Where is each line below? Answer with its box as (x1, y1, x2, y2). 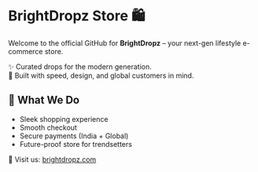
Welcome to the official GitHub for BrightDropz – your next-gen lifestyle (8, 38, 241, 48)
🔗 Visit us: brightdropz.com (8, 155, 97, 164)
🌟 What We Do (8, 93, 80, 107)
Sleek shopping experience (19, 114, 109, 123)
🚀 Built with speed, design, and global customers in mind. (8, 71, 194, 80)
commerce (8, 46, 43, 56)
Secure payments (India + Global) (19, 131, 129, 141)
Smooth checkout (19, 123, 77, 132)
